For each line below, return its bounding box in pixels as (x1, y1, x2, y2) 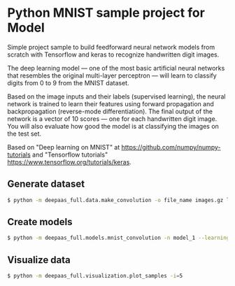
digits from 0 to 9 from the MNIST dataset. (7, 78, 129, 87)
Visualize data (7, 254, 71, 266)
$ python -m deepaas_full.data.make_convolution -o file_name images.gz (7, 196, 224, 203)
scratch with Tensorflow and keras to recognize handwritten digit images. (7, 50, 220, 59)
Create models (7, 216, 73, 228)
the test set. (7, 129, 42, 138)
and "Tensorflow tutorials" (32, 150, 108, 159)
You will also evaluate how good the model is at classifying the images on (7, 122, 219, 130)
